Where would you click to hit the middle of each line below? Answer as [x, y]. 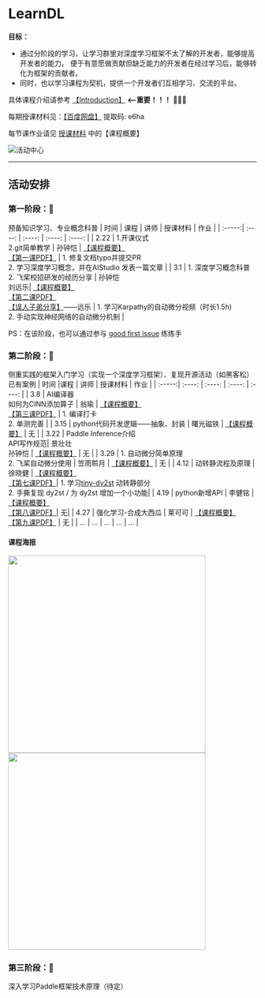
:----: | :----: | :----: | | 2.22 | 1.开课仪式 [86, 237]
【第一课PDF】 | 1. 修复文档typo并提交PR [75, 257]
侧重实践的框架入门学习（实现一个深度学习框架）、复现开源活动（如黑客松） [131, 374]
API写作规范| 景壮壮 [40, 443]
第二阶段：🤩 [31, 356]
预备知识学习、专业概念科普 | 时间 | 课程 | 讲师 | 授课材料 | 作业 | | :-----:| [126, 228]
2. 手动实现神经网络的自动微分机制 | [66, 316]
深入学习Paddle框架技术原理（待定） [68, 986]
